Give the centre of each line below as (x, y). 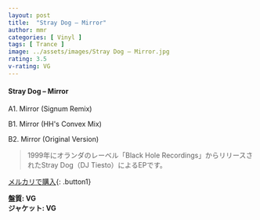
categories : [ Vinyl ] (45, 37)
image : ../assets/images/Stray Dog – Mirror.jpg (89, 52)
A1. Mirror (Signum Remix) (50, 108)
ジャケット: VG (32, 207)
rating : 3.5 (27, 60)
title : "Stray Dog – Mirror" (58, 23)
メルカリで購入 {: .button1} (50, 182)
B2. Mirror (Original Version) (54, 139)
